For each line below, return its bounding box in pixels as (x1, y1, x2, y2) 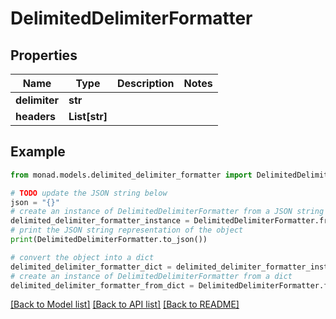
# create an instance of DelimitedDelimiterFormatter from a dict (10, 271, 293, 281)
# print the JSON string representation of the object (10, 225, 244, 236)
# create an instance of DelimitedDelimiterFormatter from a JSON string (10, 207, 325, 217)
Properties (10, 47, 78, 64)
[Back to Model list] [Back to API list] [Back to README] (10, 298, 240, 311)
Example (10, 143, 66, 161)
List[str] (68, 110, 108, 123)
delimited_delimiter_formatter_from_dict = (10, 280, 195, 291)
